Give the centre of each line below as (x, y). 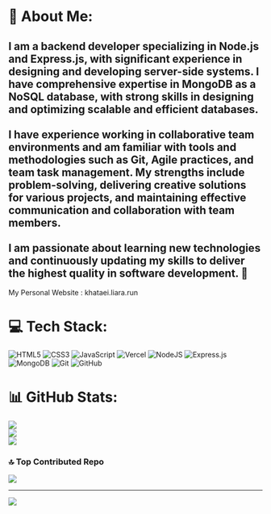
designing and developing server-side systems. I (134, 71)
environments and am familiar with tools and (122, 147)
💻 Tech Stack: (58, 327)
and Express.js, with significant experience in (125, 59)
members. (35, 222)
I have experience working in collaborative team (131, 134)
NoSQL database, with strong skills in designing (131, 96)
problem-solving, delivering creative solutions (127, 185)
